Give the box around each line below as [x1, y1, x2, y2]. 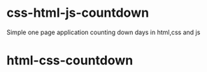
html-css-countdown [6, 52, 134, 69]
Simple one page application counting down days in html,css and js [6, 28, 201, 36]
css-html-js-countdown [6, 5, 150, 21]
